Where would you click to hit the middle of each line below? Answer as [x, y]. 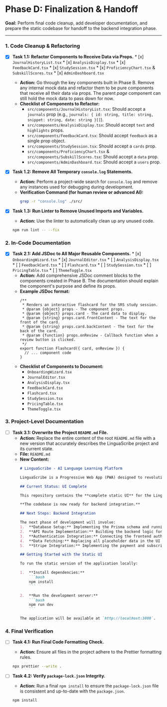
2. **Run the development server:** [59, 595]
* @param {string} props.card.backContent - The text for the [88, 327]
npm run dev [41, 605]
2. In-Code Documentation [38, 243]
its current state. [37, 448]
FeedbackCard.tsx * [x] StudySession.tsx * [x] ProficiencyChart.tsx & [84, 68]
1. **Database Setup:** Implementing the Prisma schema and [84, 527]
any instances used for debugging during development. [77, 187]
